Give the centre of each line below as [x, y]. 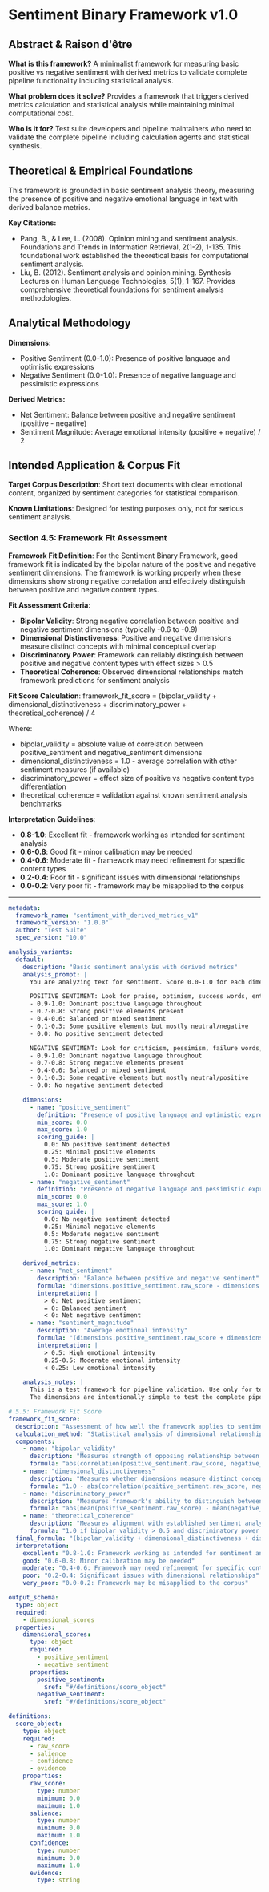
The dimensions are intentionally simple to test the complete [137, 1397]
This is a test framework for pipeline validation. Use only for [141, 1390]
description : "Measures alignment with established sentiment [135, 1524]
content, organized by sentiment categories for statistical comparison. [124, 493]
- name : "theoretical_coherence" [78, 1516]
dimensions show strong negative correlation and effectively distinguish [127, 581]
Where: [20, 728]
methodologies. [46, 297]
